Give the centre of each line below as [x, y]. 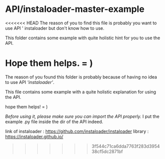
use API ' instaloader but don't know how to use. [55, 28]
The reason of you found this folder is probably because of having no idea [81, 77]
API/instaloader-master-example [75, 9]
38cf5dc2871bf [107, 151]
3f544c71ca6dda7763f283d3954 [126, 146]
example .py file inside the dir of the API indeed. [54, 121]
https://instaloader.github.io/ [34, 136]
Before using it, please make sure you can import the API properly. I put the [82, 116]
